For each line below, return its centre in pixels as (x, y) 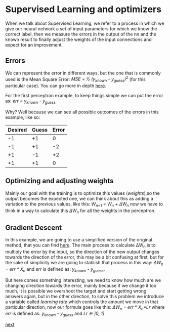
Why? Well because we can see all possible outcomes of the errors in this (82, 112)
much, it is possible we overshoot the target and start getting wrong (76, 291)
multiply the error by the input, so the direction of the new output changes (82, 252)
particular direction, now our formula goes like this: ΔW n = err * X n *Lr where (85, 307)
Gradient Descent (34, 227)
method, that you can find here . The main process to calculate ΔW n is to (80, 246)
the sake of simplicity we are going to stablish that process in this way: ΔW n (84, 263)
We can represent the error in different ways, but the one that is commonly (83, 73)
